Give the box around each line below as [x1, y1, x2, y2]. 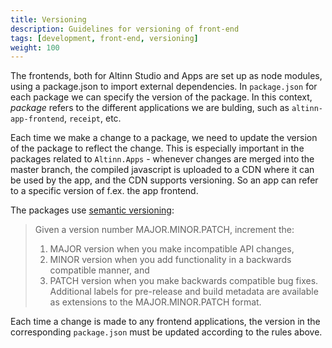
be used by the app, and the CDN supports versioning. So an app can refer [10, 174, 319, 186]
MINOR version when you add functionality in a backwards [49, 254, 292, 266]
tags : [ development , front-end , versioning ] [10, 33, 199, 43]
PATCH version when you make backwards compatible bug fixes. [49, 275, 319, 287]
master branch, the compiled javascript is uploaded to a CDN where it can [10, 164, 315, 176]
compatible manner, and [49, 264, 150, 276]
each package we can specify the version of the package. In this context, [10, 91, 313, 103]
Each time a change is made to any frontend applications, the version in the [10, 316, 321, 328]
